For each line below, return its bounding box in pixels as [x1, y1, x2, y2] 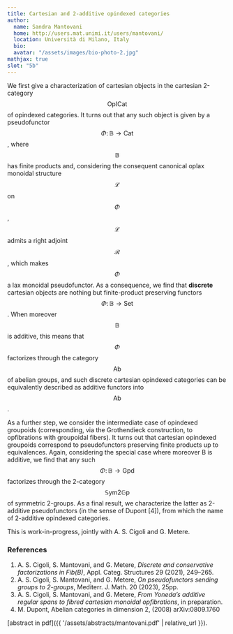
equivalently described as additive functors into [7, 383, 144, 391]
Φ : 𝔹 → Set [100, 299, 134, 307]
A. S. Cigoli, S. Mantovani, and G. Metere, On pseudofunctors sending [17, 575, 218, 584]
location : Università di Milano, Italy [13, 36, 130, 43]
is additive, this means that [7, 332, 84, 340]
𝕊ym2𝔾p [104, 488, 130, 496]
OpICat [107, 99, 128, 108]
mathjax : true [7, 56, 49, 63]
